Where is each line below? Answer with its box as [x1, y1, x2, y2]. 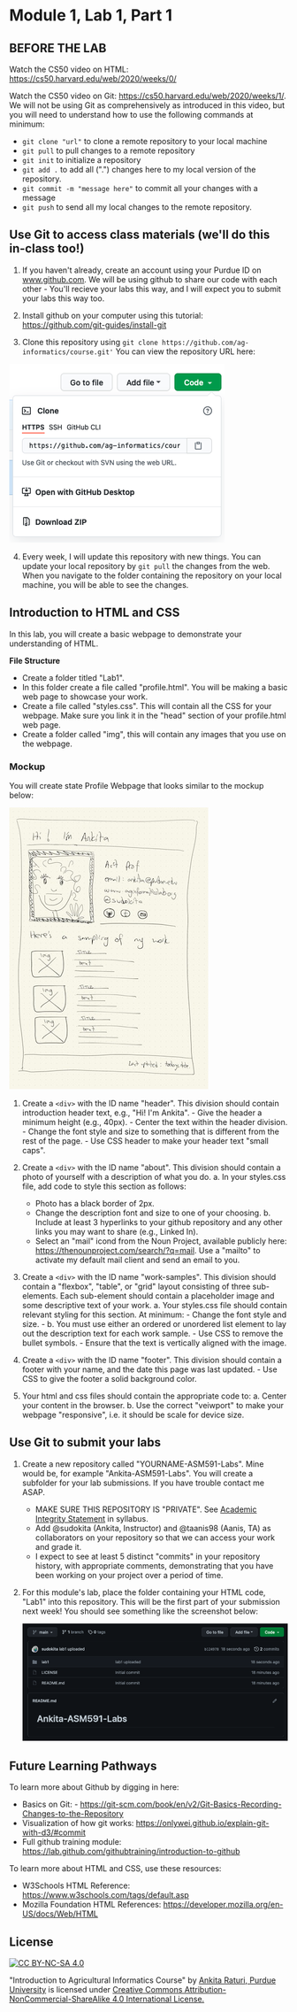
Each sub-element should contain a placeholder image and [60, 1290, 275, 1301]
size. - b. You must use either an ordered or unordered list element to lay [21, 1318, 287, 1329]
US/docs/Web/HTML [21, 1908, 99, 1919]
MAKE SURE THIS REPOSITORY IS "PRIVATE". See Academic [34, 1504, 257, 1515]
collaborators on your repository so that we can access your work [34, 1532, 276, 1543]
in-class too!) [9, 241, 85, 257]
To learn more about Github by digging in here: [9, 1782, 179, 1792]
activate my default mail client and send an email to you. [34, 1254, 240, 1265]
